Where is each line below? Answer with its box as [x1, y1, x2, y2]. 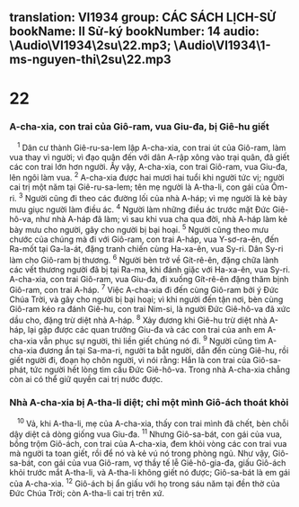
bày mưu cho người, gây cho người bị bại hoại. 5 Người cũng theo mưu [9, 223, 269, 236]
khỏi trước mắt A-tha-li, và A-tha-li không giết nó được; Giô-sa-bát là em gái [9, 467, 290, 478]
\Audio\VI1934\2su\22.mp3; [9, 38, 171, 53]
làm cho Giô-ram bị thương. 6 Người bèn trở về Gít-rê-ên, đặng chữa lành [9, 253, 279, 265]
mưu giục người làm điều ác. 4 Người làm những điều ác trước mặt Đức [9, 202, 271, 215]
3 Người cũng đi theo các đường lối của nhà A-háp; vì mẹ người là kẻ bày [18, 191, 287, 203]
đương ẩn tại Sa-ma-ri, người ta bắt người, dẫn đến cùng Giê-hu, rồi [39, 344, 289, 356]
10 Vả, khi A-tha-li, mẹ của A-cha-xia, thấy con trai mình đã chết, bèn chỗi [17, 416, 289, 429]
